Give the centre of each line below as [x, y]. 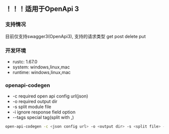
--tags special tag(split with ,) [43, 117]
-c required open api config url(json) [50, 96]
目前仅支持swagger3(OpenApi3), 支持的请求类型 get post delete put [75, 36]
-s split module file [32, 107]
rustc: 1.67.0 [25, 61]
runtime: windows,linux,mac [41, 72]
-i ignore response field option [44, 112]
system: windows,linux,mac [41, 67]
